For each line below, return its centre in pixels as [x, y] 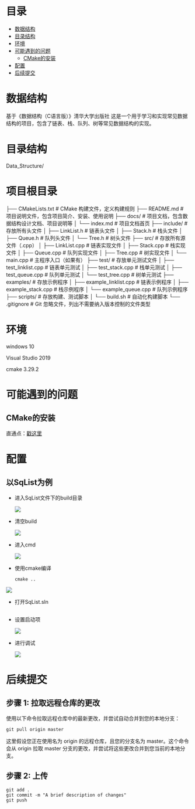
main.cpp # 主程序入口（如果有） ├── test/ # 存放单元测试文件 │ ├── [90, 260]
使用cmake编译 [33, 568]
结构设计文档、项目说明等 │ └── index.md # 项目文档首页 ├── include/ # [99, 223]
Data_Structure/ [25, 166]
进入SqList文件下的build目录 [48, 498]
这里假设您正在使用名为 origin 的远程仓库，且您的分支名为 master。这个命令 [97, 741]
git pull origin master [35, 729]
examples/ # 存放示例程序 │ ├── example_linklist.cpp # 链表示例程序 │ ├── [97, 282]
